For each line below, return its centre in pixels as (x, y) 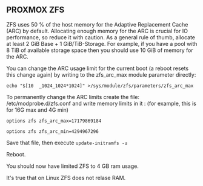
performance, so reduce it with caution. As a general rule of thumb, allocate (101, 37)
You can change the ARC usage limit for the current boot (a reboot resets (98, 68)
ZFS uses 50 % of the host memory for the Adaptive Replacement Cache (97, 24)
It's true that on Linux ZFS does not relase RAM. (66, 178)
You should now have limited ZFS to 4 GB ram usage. (73, 166)
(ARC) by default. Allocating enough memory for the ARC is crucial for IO (97, 31)
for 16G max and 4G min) (37, 110)
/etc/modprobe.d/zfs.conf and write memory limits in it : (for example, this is (101, 103)
